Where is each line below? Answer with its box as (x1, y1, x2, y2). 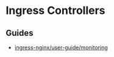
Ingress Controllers (5, 4, 105, 18)
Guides (5, 28, 34, 38)
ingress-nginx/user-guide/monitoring (14, 44, 108, 51)
